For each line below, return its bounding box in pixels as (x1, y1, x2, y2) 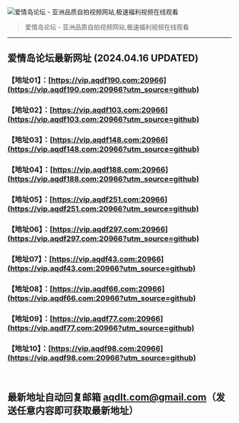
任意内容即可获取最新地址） (16, 404, 139, 417)
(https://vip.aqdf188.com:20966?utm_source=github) (7, 174, 199, 184)
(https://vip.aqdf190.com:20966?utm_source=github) (7, 85, 200, 95)
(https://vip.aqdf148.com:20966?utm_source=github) (7, 145, 200, 155)
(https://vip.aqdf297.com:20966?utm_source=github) (7, 234, 200, 244)
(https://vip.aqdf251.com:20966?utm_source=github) (7, 204, 199, 214)
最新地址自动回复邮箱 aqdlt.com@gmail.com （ (7, 392, 216, 404)
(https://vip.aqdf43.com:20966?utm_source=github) (7, 263, 196, 273)
